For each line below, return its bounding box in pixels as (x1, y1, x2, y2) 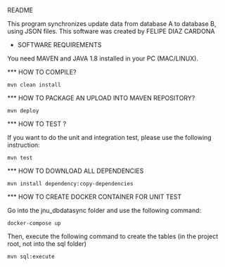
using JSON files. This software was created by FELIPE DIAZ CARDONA (7, 27, 215, 35)
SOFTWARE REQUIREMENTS (17, 41, 102, 48)
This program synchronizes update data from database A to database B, (7, 20, 217, 27)
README (7, 6, 34, 14)
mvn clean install (7, 82, 61, 89)
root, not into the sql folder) (7, 240, 86, 248)
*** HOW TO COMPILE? (7, 68, 77, 76)
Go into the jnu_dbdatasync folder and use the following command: (7, 207, 202, 214)
